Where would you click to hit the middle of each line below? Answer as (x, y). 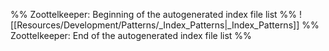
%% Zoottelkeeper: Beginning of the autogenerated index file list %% (154, 14)
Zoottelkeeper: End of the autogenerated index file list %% (131, 35)
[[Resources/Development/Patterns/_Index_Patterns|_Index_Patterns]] (155, 25)
